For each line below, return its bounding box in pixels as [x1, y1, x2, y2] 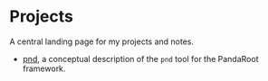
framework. [22, 63, 66, 74]
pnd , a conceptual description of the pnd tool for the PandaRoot [22, 53, 259, 64]
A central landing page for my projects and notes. [9, 36, 195, 47]
